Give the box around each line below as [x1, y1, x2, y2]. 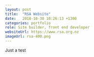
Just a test [5, 47, 26, 53]
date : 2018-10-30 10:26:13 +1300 [5, 16, 77, 21]
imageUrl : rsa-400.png [5, 34, 51, 39]
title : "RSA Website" [5, 12, 51, 16]
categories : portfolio [5, 20, 51, 26]
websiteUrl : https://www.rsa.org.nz [5, 29, 79, 34]
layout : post [5, 7, 31, 12]
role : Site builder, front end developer [5, 25, 90, 30]
